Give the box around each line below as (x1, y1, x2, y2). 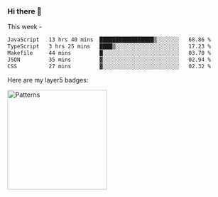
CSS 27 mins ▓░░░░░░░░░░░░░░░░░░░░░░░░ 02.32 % (7, 63, 212, 70)
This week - (7, 23, 43, 31)
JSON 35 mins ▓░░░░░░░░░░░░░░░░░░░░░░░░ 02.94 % (7, 56, 212, 63)
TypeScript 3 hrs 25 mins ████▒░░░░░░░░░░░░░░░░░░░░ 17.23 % (7, 43, 212, 50)
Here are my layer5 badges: (7, 75, 89, 84)
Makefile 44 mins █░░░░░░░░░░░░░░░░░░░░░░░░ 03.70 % (7, 50, 212, 57)
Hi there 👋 (7, 6, 43, 16)
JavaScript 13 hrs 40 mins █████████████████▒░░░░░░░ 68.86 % (7, 36, 212, 43)
